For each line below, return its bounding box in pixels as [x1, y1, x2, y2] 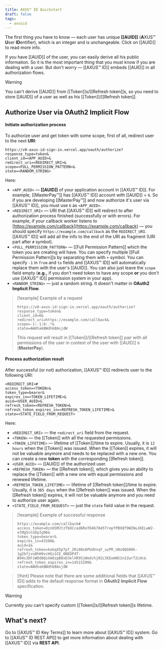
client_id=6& [17, 313, 44, 318]
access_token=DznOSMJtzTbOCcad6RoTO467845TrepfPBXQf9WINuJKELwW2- [17, 526, 155, 531]
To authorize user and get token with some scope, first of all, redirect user [5, 133, 154, 139]
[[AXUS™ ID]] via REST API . [5, 640, 60, 646]
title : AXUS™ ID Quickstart [5, 7, 62, 12]
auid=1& [17, 543, 33, 548]
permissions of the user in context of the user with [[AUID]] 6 [17, 340, 140, 346]
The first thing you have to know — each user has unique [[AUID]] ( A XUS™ [5, 34, 156, 40]
